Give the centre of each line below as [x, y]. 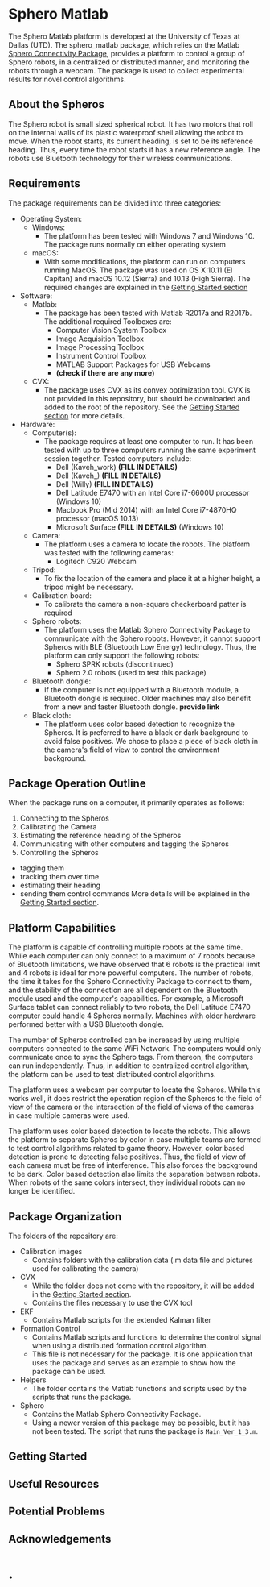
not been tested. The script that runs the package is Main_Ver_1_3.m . [145, 1431]
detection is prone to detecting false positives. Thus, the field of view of [127, 1157]
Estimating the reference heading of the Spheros [100, 836]
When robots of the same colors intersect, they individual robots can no [127, 1182]
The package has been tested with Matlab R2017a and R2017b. [148, 313]
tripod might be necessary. [88, 587]
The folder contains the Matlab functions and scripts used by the [139, 1388]
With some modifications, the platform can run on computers [145, 261]
